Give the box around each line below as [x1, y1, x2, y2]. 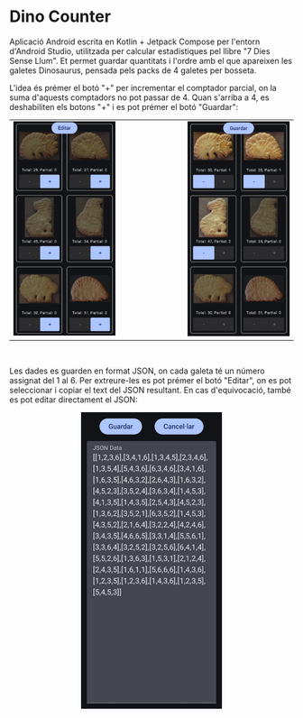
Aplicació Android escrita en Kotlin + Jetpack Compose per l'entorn [9, 36, 261, 47]
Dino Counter [9, 6, 111, 27]
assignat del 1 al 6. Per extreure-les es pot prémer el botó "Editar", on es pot [9, 374, 292, 385]
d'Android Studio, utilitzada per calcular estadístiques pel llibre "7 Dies [9, 45, 271, 56]
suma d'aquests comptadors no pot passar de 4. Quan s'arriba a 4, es [9, 92, 270, 103]
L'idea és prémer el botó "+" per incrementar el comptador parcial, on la [9, 82, 277, 93]
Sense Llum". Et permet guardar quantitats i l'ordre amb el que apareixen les [9, 55, 293, 66]
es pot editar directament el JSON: [9, 394, 138, 405]
